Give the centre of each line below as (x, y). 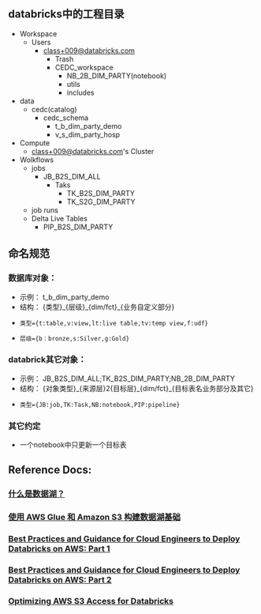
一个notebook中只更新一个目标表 (73, 445)
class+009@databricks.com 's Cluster (93, 151)
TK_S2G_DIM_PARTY (101, 202)
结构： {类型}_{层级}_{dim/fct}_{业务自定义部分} (97, 307)
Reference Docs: (50, 470)
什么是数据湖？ (37, 494)
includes (80, 92)
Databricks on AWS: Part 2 (60, 580)
